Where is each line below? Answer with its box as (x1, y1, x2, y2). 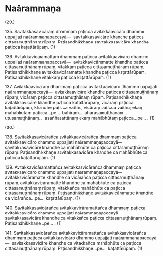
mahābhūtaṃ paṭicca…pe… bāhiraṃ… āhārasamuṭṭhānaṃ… (5, 109, 127, 115)
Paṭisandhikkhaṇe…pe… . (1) (5, 220, 62, 226)
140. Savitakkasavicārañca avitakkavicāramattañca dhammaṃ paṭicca (5, 205, 146, 211)
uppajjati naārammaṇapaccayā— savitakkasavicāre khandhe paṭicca (5, 34, 144, 40)
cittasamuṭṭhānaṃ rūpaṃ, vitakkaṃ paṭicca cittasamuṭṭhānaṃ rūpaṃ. (5, 64, 145, 70)
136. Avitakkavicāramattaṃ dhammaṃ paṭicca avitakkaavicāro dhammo (5, 53, 149, 59)
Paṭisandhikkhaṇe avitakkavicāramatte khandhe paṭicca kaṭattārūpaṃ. (5, 69, 146, 75)
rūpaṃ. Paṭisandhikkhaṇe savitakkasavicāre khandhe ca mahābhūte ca (5, 149, 148, 155)
